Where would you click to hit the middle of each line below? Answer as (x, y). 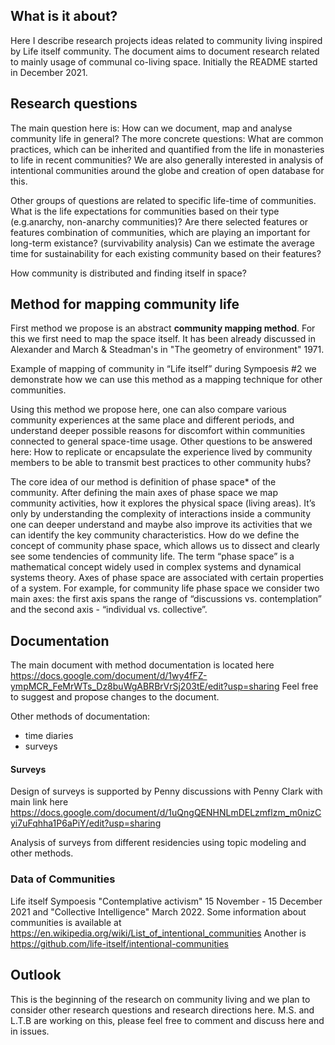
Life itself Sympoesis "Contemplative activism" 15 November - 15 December (166, 901)
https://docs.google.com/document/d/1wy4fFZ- (109, 676)
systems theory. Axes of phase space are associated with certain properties (167, 578)
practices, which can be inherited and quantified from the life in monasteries (167, 149)
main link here (39, 802)
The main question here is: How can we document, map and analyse (151, 128)
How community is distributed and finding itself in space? (128, 273)
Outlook (36, 975)
